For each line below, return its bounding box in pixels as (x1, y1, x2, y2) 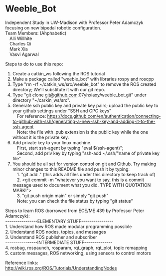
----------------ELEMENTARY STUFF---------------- (5, 218, 114, 224)
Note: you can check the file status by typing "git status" (16, 198, 133, 204)
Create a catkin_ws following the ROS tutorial (12, 70, 105, 76)
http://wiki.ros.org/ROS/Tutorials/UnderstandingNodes (5, 265, 117, 271)
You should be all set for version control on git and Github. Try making (12, 161, 157, 167)
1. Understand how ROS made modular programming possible (5, 223, 132, 230)
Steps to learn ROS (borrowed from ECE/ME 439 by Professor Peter (5, 208, 145, 214)
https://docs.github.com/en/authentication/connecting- (47, 113, 161, 119)
